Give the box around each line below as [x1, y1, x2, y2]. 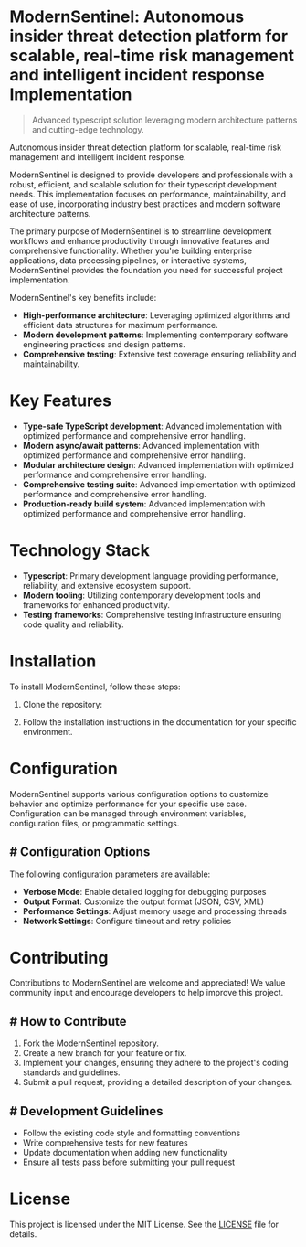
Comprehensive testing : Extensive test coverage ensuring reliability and [22, 348, 297, 359]
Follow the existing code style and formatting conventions [22, 1127, 241, 1139]
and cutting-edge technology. [31, 123, 144, 134]
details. [9, 1229, 37, 1240]
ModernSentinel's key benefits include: [9, 292, 157, 303]
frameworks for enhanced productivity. [22, 599, 171, 610]
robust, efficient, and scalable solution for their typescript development [9, 178, 277, 189]
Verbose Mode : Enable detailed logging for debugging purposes [22, 886, 267, 897]
